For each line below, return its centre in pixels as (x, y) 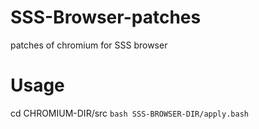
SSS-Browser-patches (106, 17)
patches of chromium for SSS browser (89, 45)
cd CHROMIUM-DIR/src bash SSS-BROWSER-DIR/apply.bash (129, 113)
